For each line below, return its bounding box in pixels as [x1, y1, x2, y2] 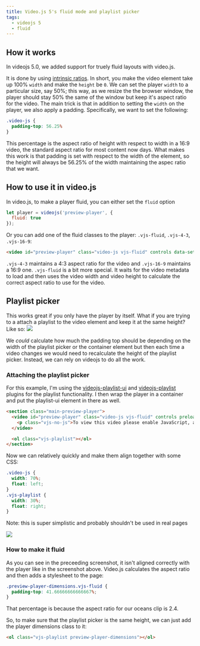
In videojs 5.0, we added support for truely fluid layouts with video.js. [6, 63, 176, 70]
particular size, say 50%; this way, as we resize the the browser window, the [6, 88, 193, 95]
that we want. [6, 165, 40, 172]
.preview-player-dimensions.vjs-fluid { [6, 583, 108, 589]
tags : [6, 14, 20, 20]
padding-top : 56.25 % [11, 123, 62, 129]
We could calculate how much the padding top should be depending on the [6, 337, 191, 344]
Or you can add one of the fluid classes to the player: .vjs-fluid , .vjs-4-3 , [6, 232, 190, 239]
